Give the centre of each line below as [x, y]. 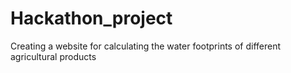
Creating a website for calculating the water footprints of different [146, 46]
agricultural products [53, 56]
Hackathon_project [91, 18]
